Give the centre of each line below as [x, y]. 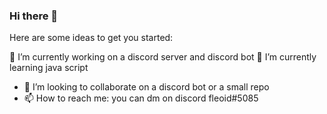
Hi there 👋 [34, 16]
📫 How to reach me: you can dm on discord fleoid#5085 [141, 98]
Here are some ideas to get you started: [91, 38]
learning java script [49, 68]
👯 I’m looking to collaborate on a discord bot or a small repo [146, 87]
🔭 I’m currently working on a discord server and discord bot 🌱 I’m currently [163, 57]
